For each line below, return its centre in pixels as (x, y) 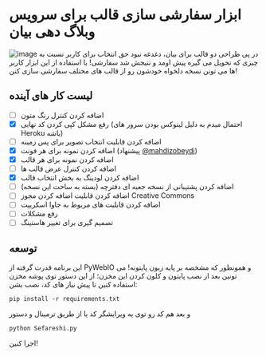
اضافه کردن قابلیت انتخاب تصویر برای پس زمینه (91, 141)
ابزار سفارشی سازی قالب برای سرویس (125, 15)
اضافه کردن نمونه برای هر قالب (67, 160)
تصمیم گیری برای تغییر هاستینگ (67, 223)
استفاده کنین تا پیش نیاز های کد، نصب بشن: (73, 284)
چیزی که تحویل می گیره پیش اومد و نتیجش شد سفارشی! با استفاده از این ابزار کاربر (133, 62)
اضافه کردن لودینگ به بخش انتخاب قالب (80, 178)
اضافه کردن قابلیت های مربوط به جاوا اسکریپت (90, 204)
